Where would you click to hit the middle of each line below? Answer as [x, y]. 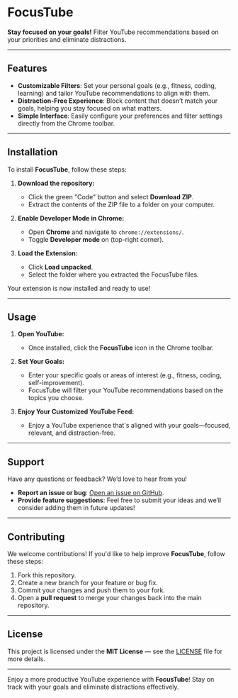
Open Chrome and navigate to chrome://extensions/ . [106, 232]
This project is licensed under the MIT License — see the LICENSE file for [115, 651]
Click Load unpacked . [61, 267]
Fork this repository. [47, 575]
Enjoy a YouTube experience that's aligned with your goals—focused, [129, 426]
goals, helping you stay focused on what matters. [90, 108]
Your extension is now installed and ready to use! [79, 288]
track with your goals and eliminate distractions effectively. [93, 687]
